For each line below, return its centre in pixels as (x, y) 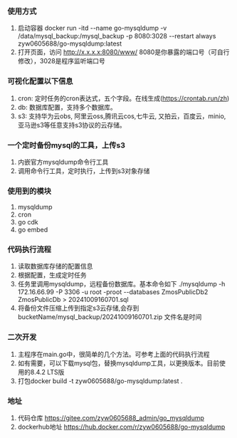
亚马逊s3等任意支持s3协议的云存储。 (72, 125)
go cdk (28, 222)
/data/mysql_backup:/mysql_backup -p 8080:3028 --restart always (117, 36)
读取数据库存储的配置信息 (55, 266)
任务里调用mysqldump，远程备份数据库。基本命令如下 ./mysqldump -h (121, 284)
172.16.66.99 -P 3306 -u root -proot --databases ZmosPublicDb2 (113, 292)
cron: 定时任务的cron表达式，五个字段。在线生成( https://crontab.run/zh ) (123, 98)
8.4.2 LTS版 (47, 372)
